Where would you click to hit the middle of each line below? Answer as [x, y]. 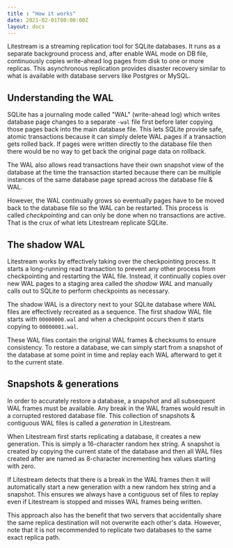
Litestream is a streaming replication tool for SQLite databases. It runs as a [114, 47]
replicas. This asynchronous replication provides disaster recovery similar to [116, 68]
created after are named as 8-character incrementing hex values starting [112, 458]
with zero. [22, 466]
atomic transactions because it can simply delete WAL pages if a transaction [117, 137]
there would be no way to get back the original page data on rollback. [107, 152]
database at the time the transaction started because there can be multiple [114, 172]
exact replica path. [34, 537]
